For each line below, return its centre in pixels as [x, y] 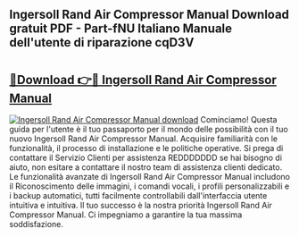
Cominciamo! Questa [239, 119]
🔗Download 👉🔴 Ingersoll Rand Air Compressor [143, 80]
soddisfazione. [37, 224]
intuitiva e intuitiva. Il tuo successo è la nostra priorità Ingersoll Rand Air [141, 205]
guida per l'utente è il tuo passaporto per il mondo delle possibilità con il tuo [149, 129]
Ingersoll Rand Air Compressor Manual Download [149, 15]
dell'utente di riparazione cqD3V [102, 42]
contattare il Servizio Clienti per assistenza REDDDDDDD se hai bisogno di [146, 157]
